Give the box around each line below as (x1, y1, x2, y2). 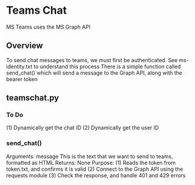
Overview (6, 41, 44, 51)
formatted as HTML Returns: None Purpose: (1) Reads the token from (6, 159, 176, 166)
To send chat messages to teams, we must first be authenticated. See (6, 56, 178, 63)
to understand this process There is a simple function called (33, 63, 181, 70)
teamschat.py (6, 93, 60, 103)
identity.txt (6, 63, 33, 70)
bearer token (6, 75, 38, 82)
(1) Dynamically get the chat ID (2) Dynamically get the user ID (6, 124, 159, 131)
